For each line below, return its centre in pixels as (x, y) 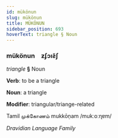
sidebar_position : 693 (35, 29)
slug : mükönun (24, 18)
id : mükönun (21, 12)
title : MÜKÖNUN (26, 23)
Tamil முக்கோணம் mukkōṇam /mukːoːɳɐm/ (59, 116)
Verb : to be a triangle (33, 81)
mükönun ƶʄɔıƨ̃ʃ (33, 56)
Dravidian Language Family (41, 128)
